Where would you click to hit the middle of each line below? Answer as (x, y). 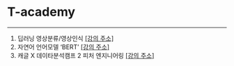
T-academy (41, 12)
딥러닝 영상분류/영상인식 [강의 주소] (65, 38)
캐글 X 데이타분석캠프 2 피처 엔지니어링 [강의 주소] (86, 55)
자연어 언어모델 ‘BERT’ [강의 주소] (63, 47)
